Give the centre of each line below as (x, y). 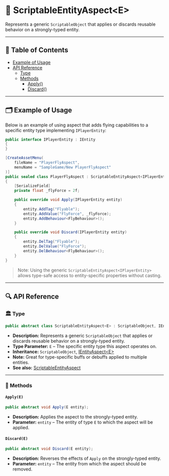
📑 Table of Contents (37, 50)
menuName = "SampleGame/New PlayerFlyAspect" (63, 167)
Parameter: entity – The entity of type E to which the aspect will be (83, 422)
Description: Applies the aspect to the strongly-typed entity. (75, 417)
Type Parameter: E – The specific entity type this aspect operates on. (84, 347)
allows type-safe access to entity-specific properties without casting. (90, 275)
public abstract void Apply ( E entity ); (47, 407)
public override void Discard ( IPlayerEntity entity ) (71, 232)
